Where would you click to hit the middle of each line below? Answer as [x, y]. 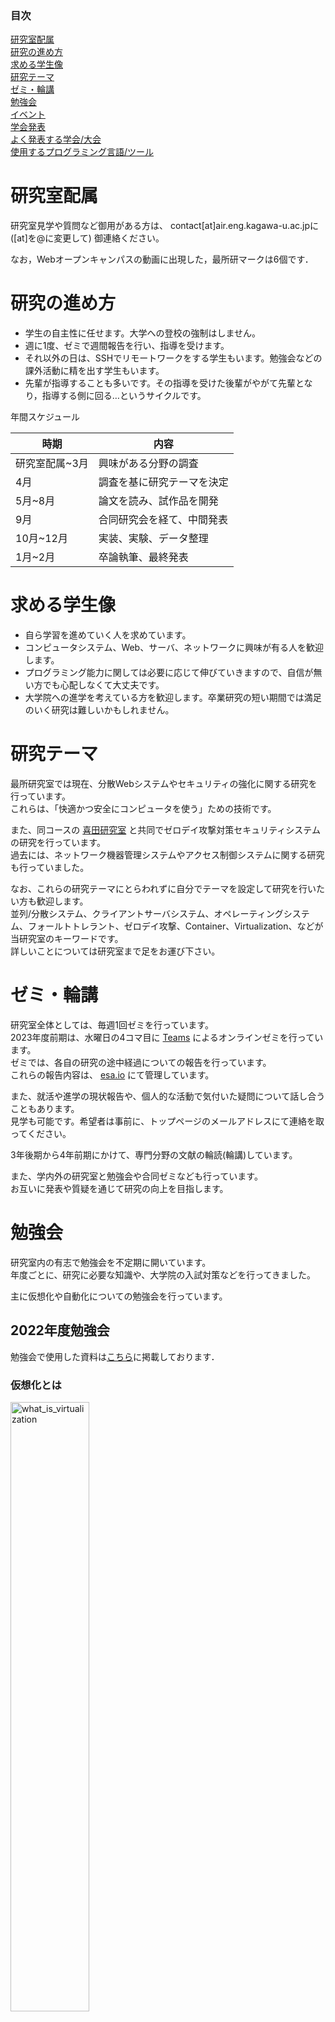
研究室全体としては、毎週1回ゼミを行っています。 [112, 1024]
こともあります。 [45, 1108]
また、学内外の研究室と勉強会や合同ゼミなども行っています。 [136, 1176]
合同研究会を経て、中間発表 [163, 520]
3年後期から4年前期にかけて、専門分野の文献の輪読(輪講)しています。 [154, 1154]
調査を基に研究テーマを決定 [163, 482]
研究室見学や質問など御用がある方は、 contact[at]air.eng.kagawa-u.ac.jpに [164, 226]
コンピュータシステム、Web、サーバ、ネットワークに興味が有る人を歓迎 [174, 648]
